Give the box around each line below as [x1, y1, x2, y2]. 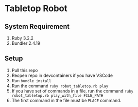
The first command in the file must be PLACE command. [11, 97, 121, 103]
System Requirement [4, 22, 70, 31]
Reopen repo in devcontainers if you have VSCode [11, 72, 113, 78]
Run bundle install [11, 77, 52, 83]
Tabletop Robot [4, 3, 68, 14]
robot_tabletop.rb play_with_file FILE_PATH [11, 93, 103, 98]
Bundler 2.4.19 [11, 40, 41, 46]
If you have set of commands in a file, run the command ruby [11, 88, 134, 94]
